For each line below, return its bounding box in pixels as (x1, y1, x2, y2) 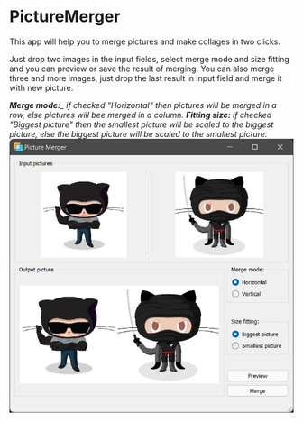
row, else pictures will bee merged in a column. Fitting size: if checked (9, 109, 272, 120)
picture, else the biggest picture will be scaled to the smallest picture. (9, 128, 268, 139)
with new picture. (9, 82, 74, 93)
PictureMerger (9, 6, 121, 27)
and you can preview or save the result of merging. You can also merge (9, 63, 275, 74)
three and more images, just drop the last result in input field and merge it (9, 72, 282, 83)
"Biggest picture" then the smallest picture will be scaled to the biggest (9, 119, 274, 130)
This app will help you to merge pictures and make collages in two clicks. (9, 36, 281, 47)
